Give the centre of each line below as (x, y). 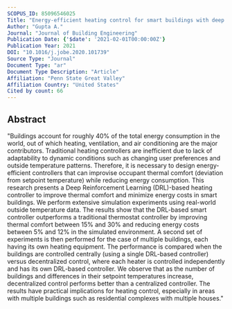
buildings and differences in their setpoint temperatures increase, (100, 276)
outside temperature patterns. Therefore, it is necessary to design (101, 165)
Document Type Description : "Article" (63, 72)
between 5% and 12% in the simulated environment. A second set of (105, 232)
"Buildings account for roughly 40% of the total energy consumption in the (114, 135)
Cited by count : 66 (35, 91)
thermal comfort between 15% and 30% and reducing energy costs (103, 224)
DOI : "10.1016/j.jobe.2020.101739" (59, 53)
